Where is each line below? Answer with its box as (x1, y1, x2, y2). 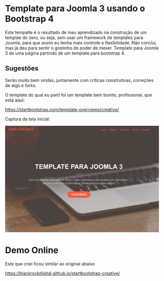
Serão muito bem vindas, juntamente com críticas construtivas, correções (5, 77, 154, 83)
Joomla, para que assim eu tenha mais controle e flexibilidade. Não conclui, (5, 40, 157, 45)
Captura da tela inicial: (5, 116, 50, 122)
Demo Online (5, 245, 59, 256)
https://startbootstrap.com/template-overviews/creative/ (5, 106, 119, 112)
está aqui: (5, 97, 25, 103)
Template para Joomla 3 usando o (5, 3, 145, 14)
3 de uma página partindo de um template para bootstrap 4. (5, 50, 125, 56)
